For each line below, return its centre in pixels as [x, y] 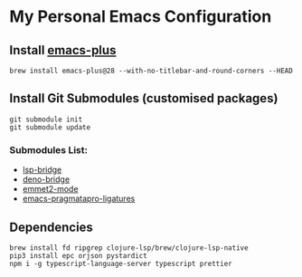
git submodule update [50, 127]
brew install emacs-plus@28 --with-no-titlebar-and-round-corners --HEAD [151, 71]
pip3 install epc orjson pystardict [78, 255]
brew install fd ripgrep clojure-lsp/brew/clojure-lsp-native [129, 248]
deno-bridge [46, 179]
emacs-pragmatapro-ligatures [79, 199]
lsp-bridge [42, 170]
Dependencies [51, 227]
